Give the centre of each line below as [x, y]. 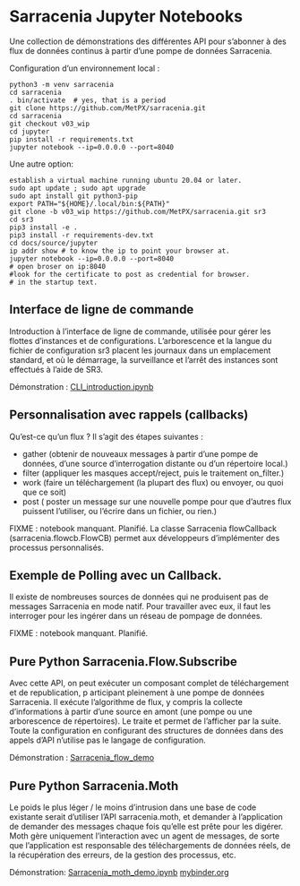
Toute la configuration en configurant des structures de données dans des [146, 731]
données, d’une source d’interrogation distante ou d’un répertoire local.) [155, 463]
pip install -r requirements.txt [72, 139]
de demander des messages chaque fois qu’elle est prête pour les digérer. [146, 826]
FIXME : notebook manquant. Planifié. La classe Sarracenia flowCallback [143, 528]
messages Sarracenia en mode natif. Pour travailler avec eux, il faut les [140, 606]
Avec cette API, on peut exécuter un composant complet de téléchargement [149, 684]
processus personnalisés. [57, 547]
